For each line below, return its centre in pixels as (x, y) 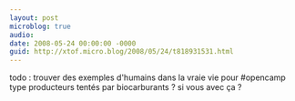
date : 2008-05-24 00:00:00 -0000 (73, 43)
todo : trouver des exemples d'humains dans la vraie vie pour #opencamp (148, 77)
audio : (22, 35)
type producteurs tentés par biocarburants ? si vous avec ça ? (126, 87)
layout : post (34, 18)
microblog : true (40, 26)
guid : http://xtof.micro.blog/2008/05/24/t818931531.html (122, 52)
